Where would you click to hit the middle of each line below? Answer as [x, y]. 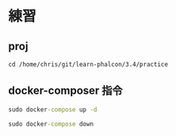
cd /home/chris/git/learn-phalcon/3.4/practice [88, 64]
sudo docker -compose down [51, 124]
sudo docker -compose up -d [53, 109]
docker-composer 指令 [65, 91]
